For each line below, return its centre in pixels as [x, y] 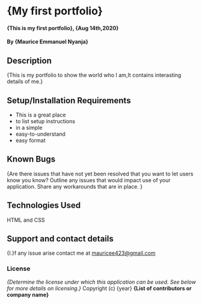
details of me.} [25, 82]
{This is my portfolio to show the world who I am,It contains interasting [94, 75]
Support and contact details [60, 239]
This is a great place [41, 115]
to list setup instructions [45, 121]
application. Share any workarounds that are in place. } [75, 186]
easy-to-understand [40, 134]
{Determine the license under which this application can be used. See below [101, 282]
